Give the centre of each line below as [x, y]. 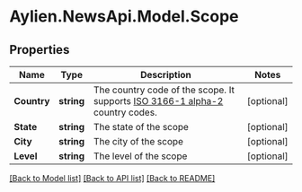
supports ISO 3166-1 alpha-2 [158, 101]
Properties [40, 50]
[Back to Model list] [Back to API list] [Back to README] [112, 178]
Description [166, 75]
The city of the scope [138, 141]
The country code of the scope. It [164, 90]
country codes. [125, 112]
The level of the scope [140, 156]
